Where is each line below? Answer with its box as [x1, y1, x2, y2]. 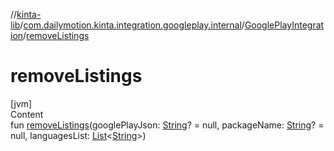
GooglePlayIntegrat [244, 19, 325, 31]
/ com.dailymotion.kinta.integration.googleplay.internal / [19, 19, 245, 31]
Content [10, 108, 44, 120]
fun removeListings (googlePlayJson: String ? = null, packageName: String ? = [10, 119, 325, 131]
